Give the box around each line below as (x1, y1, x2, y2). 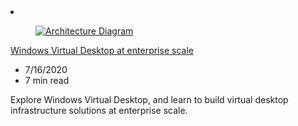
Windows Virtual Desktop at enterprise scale (10, 45, 194, 56)
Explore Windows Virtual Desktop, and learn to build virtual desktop (10, 94, 289, 105)
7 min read (24, 75, 70, 86)
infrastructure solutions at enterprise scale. (10, 105, 188, 116)
